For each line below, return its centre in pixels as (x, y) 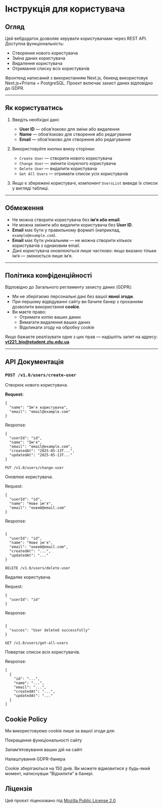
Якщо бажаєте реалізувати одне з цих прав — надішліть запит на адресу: (81, 337)
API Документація (34, 362)
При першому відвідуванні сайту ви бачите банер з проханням (77, 302)
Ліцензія (19, 789)
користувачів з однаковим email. (46, 245)
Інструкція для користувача (65, 9)
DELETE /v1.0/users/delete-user (38, 568)
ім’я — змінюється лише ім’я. (42, 256)
